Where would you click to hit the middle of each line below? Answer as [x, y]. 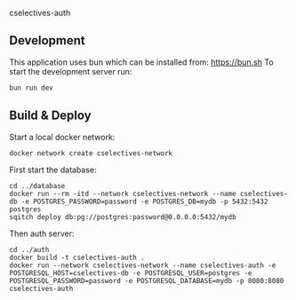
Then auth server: [42, 233]
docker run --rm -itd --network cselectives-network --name [123, 193]
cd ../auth [29, 249]
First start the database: [53, 170]
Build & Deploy [50, 116]
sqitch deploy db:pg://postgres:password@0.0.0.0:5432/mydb [123, 217]
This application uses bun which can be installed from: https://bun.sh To [141, 62]
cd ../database [37, 186]
